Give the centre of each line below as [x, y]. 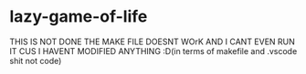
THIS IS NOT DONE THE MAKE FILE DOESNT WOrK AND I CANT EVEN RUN [152, 42]
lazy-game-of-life [79, 17]
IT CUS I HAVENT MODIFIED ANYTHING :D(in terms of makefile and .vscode [153, 51]
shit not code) [36, 60]
